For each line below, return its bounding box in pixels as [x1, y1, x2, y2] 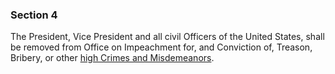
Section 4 [10, 8, 58, 22]
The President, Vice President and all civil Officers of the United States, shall [10, 31, 325, 43]
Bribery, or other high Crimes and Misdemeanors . [10, 52, 215, 64]
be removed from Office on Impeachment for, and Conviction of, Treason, [10, 41, 313, 53]
